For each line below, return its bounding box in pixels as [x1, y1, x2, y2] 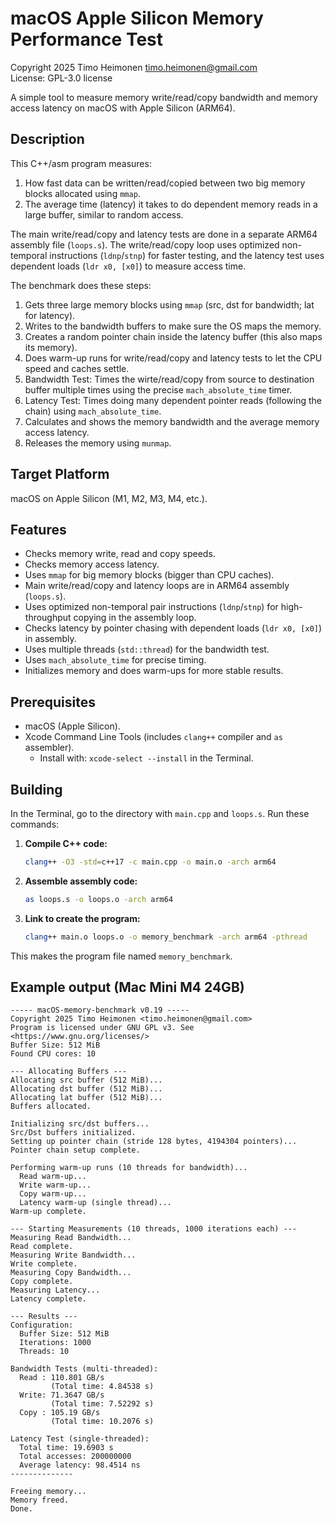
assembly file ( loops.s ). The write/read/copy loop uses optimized [10, 238, 280, 251]
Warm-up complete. [10, 1207, 87, 1217]
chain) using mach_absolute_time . [24, 405, 162, 417]
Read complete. [10, 1242, 74, 1252]
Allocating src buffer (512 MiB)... [10, 1075, 163, 1086]
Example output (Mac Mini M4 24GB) [10, 979, 245, 996]
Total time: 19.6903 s [19, 1443, 114, 1453]
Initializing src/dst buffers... [10, 1119, 150, 1129]
